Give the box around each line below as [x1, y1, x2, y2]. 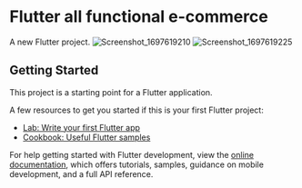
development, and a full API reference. [9, 168, 154, 179]
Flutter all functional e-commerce [9, 6, 268, 27]
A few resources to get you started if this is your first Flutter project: [9, 104, 264, 115]
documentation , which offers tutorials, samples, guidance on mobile [9, 159, 264, 170]
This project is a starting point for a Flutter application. [9, 86, 213, 97]
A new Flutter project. [9, 36, 91, 47]
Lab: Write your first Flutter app [22, 122, 141, 133]
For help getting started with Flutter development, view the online [9, 149, 255, 160]
